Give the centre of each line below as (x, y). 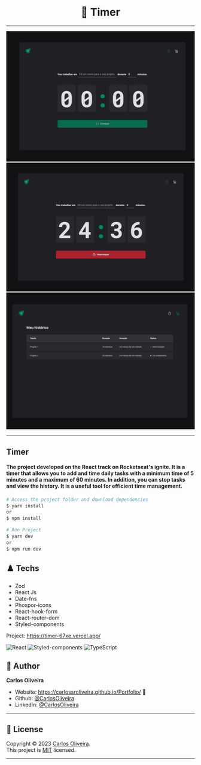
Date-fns (26, 598)
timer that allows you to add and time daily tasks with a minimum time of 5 (100, 473)
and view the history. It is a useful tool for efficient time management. (95, 486)
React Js (26, 592)
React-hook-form (36, 611)
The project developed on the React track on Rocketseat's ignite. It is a (96, 467)
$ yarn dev (20, 536)
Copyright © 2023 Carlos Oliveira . (48, 744)
